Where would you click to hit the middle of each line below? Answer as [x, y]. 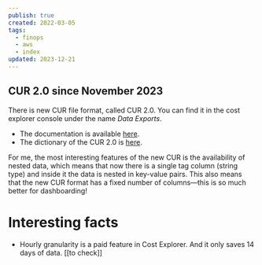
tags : [17, 30]
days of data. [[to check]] [61, 252]
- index [28, 52]
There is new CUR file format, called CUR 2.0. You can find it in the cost [124, 110]
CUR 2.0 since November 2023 [86, 91]
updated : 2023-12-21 [42, 60]
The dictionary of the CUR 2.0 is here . [81, 142]
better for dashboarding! [48, 190]
